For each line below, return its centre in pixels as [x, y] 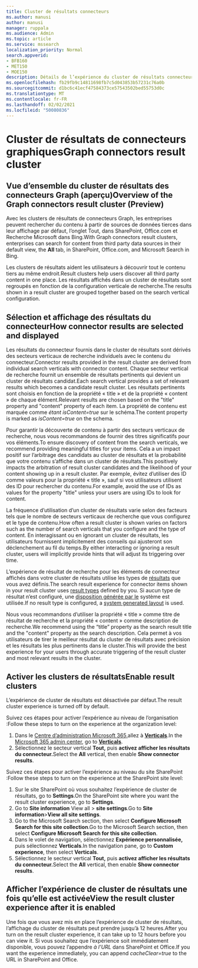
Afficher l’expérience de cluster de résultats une [97, 889]
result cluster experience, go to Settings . [65, 802]
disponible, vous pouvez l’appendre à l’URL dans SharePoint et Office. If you [98, 947]
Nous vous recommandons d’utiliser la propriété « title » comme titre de [93, 614]
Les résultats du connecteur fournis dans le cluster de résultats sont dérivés [99, 350]
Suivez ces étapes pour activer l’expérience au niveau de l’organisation [92, 718]
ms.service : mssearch [33, 45]
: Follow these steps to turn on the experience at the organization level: [91, 724]
